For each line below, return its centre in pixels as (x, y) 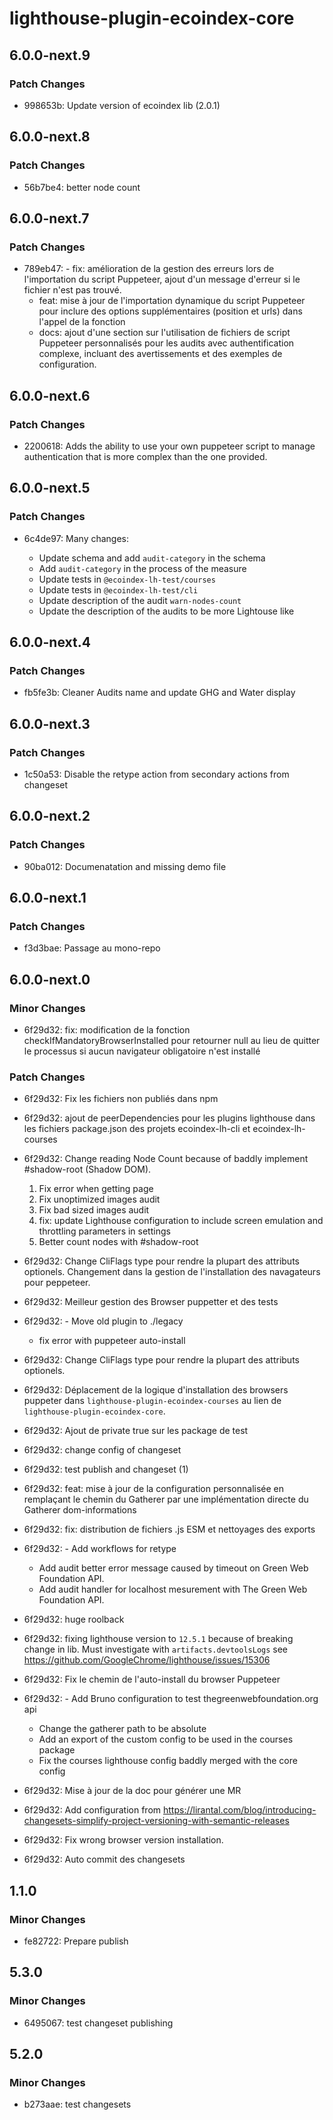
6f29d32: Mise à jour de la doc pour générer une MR (132, 1791)
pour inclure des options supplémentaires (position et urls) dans (170, 311)
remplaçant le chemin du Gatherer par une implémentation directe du (166, 1499)
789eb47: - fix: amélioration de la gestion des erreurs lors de (149, 269)
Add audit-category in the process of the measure (142, 568)
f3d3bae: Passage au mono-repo (92, 948)
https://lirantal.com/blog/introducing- (239, 1810)
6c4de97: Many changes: (76, 538)
